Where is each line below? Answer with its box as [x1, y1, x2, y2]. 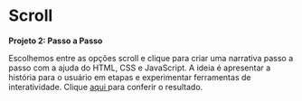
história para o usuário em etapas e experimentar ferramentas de [8, 71, 251, 82]
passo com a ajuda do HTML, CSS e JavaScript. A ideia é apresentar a [8, 62, 271, 73]
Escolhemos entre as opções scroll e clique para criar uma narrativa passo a [8, 52, 294, 63]
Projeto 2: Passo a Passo [8, 35, 103, 46]
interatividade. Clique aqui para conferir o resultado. [8, 81, 203, 92]
